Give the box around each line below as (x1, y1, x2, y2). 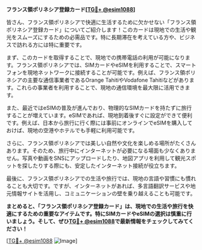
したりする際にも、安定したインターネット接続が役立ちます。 (27, 162, 180, 169)
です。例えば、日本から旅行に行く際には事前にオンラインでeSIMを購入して (6, 120, 193, 126)
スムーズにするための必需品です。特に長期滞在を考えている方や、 (16, 34, 180, 41)
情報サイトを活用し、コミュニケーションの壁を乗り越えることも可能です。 (11, 190, 196, 197)
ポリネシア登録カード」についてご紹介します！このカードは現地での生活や (6, 26, 191, 33)
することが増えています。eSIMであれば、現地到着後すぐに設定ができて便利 (6, 112, 193, 119)
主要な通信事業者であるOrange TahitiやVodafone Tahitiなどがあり (27, 76, 189, 84)
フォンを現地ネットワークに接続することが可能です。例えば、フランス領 (6, 69, 186, 76)
